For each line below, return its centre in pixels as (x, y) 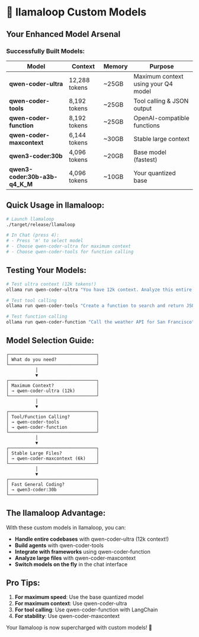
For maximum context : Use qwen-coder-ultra (71, 604)
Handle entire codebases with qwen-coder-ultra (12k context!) (92, 539)
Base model (150, 152)
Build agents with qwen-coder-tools (59, 545)
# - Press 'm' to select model (45, 241)
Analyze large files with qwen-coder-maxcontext (75, 558)
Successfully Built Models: (46, 51)
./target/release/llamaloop (41, 225)
